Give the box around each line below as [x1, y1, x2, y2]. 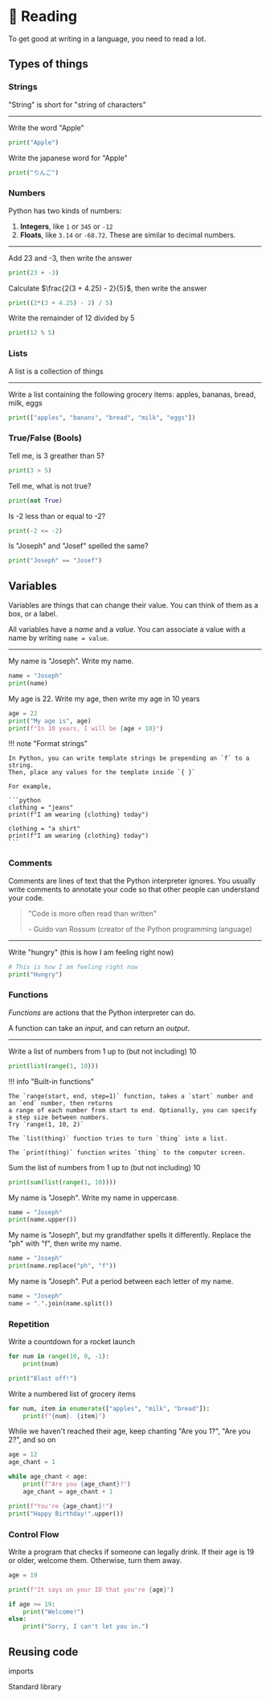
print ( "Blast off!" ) [8, 1374, 78, 1383]
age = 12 [8, 1450, 38, 1459]
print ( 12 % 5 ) [8, 329, 56, 337]
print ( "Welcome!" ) [22, 1607, 84, 1616]
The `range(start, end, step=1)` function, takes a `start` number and [8, 1092, 253, 1100]
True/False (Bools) [8, 432, 82, 443]
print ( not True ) [8, 497, 63, 505]
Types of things [8, 57, 88, 71]
